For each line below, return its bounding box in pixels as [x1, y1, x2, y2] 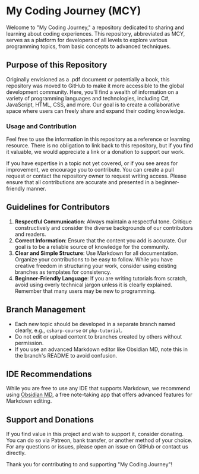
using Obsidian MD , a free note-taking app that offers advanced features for [6, 391, 193, 399]
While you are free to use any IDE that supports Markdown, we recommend [6, 385, 191, 392]
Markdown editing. [6, 397, 52, 405]
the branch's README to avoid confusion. [14, 352, 118, 359]
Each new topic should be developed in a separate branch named [14, 320, 176, 327]
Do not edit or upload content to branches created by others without [14, 333, 182, 340]
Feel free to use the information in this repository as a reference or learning [6, 135, 190, 143]
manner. [26, 185, 46, 192]
